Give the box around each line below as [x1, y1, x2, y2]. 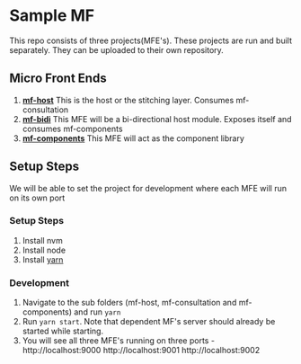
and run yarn [74, 306, 121, 317]
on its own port [9, 192, 66, 203]
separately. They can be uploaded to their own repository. [9, 44, 225, 55]
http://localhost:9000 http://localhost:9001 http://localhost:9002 [22, 345, 261, 356]
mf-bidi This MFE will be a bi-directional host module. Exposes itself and [22, 113, 292, 124]
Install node [22, 244, 66, 255]
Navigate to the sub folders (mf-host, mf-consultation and [22, 297, 237, 308]
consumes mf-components [22, 123, 123, 134]
